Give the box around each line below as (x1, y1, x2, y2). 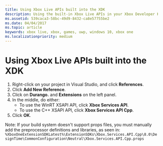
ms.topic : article (5, 25, 42, 30)
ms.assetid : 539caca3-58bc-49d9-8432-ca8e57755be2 (5, 16, 110, 21)
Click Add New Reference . (12, 86, 66, 92)
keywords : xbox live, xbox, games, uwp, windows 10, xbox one (5, 30, 133, 34)
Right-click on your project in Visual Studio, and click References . (12, 81, 144, 87)
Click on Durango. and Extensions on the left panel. (12, 92, 117, 97)
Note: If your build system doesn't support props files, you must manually (5, 122, 152, 128)
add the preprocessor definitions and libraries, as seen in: (5, 127, 120, 132)
